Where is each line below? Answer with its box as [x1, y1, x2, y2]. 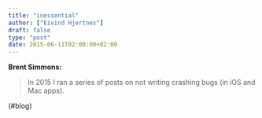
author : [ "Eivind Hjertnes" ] [8, 19, 104, 27]
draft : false [8, 26, 51, 34]
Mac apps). [27, 86, 65, 95]
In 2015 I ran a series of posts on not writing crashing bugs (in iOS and [27, 78, 256, 87]
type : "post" [8, 33, 51, 42]
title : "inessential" [8, 11, 79, 20]
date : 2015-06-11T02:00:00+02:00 [8, 41, 118, 49]
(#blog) [8, 101, 33, 111]
